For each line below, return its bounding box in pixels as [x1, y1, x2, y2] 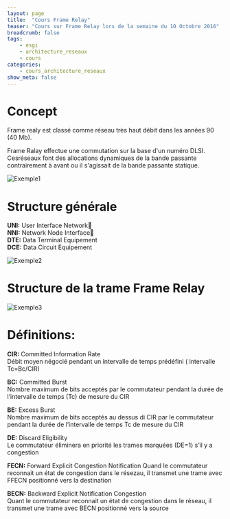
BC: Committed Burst [7, 378, 67, 387]
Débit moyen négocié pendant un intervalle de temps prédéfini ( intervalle [7, 358, 216, 366]
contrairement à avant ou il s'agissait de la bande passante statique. [7, 161, 200, 170]
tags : [7, 36, 23, 43]
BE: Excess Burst [7, 406, 56, 414]
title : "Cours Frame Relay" [7, 16, 91, 23]
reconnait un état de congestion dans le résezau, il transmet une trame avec [7, 469, 222, 477]
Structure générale [7, 198, 117, 214]
